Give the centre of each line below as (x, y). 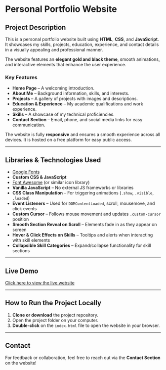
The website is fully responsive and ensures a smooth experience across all (83, 135)
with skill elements (31, 240)
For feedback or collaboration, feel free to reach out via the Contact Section (83, 358)
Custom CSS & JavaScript (39, 177)
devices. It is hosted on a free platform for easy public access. (69, 140)
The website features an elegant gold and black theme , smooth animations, (83, 59)
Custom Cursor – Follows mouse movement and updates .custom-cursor (86, 214)
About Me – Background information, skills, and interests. (71, 93)
